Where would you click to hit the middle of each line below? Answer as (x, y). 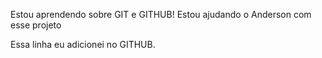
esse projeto (36, 25)
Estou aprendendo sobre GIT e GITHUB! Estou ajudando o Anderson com (161, 14)
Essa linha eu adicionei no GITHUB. (83, 44)
